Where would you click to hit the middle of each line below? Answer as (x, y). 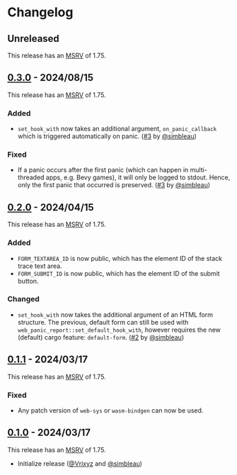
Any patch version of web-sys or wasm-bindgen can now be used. (110, 410)
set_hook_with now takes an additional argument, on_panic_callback (117, 129)
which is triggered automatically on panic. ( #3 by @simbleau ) (107, 136)
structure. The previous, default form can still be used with (103, 322)
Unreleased (34, 39)
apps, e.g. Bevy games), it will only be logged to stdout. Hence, (138, 177)
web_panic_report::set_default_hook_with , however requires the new (119, 330)
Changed (24, 299)
